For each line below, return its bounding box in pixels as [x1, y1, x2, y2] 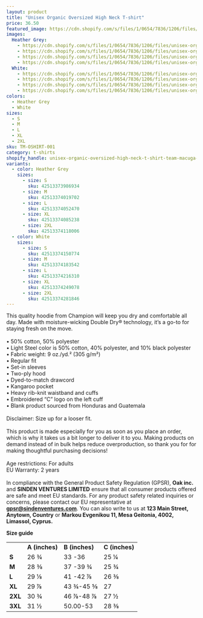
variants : [6, 161, 31, 167]
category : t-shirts [6, 149, 56, 155]
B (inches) [63, 543, 94, 551]
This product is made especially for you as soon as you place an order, [6, 428, 182, 435]
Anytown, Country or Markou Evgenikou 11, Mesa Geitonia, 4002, [6, 512, 174, 519]
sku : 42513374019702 [28, 194, 80, 200]
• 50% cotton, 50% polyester [6, 338, 80, 345]
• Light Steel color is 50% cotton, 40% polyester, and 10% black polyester [6, 344, 192, 351]
